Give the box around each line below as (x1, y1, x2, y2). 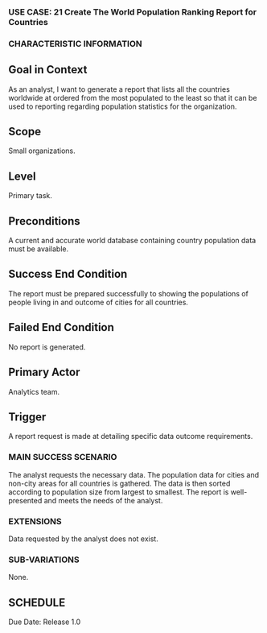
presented (8, 495, 43, 505)
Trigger (8, 410, 47, 424)
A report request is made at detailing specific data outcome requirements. (8, 432, 253, 441)
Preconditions (8, 214, 80, 228)
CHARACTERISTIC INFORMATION (8, 38, 142, 49)
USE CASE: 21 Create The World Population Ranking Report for (8, 6, 257, 18)
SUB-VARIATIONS (8, 554, 80, 565)
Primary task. (8, 191, 52, 201)
